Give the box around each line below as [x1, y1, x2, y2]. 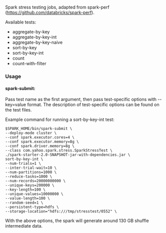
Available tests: [5, 19, 36, 25]
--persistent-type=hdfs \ [5, 205, 59, 210]
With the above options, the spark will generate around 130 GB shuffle [5, 218, 149, 224]
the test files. [5, 107, 32, 113]
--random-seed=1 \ [5, 200, 43, 206]
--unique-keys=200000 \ [5, 183, 55, 188]
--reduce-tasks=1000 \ [5, 174, 52, 179]
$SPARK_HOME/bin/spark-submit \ [5, 126, 72, 131]
